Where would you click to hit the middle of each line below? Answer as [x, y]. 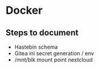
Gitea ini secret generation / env [54, 53]
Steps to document [42, 33]
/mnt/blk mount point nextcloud [53, 60]
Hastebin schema [36, 47]
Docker [24, 10]
